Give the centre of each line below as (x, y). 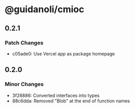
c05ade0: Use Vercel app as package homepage (63, 53)
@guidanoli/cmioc (45, 9)
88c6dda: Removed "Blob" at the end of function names (71, 101)
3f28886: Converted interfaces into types (56, 95)
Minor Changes (24, 84)
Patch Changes (24, 43)
